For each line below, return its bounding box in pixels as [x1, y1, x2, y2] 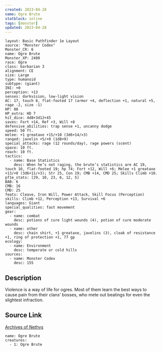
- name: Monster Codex [9, 256, 55, 261]
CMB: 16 [5, 184, 21, 189]
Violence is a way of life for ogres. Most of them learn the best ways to [5, 286, 147, 293]
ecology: [5, 239, 23, 244]
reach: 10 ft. [5, 150, 34, 155]
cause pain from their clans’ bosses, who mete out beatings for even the [5, 292, 150, 297]
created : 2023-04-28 [5, 7, 47, 12]
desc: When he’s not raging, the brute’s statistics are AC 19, [14, 162, 147, 167]
